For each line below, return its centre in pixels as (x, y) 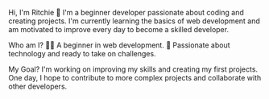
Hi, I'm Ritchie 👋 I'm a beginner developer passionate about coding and (126, 12)
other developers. (38, 86)
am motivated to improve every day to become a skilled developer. (119, 29)
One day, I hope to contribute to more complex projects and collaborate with (135, 78)
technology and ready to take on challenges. (82, 54)
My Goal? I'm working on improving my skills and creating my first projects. (133, 69)
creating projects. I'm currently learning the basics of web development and (134, 21)
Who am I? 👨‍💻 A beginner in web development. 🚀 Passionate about (120, 45)
